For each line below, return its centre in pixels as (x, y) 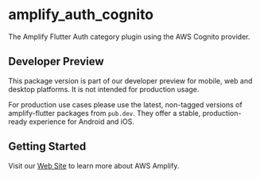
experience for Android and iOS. (82, 122)
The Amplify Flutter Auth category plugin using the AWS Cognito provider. (129, 37)
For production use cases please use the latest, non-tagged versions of (125, 104)
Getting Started (47, 147)
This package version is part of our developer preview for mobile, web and (130, 80)
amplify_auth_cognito (81, 15)
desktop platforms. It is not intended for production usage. (104, 89)
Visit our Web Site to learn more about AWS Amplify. (94, 165)
